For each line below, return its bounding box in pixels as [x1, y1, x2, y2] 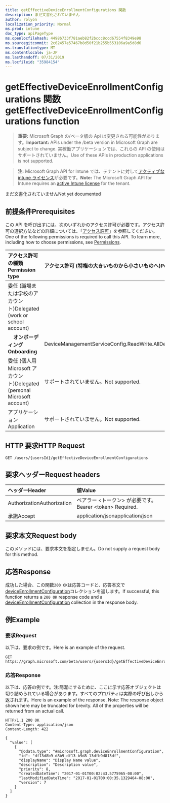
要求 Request [5, 632, 37, 639]
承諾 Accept [8, 512, 35, 519]
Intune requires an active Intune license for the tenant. [17, 180, 131, 187]
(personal [8, 387, 31, 394]
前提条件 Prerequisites [5, 207, 75, 216]
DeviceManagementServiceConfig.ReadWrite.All [44, 341, 160, 347]
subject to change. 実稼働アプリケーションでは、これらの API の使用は [17, 146, 165, 152]
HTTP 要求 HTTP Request [5, 442, 85, 450]
